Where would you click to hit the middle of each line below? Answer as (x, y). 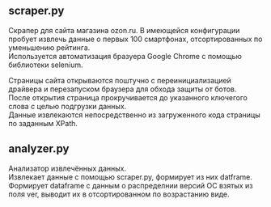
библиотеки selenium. (46, 65)
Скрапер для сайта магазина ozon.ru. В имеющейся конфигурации (124, 30)
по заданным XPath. (43, 123)
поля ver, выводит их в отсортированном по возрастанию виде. (119, 194)
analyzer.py (39, 149)
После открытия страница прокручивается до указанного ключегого (128, 97)
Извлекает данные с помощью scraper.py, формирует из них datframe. (131, 177)
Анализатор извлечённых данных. (68, 168)
